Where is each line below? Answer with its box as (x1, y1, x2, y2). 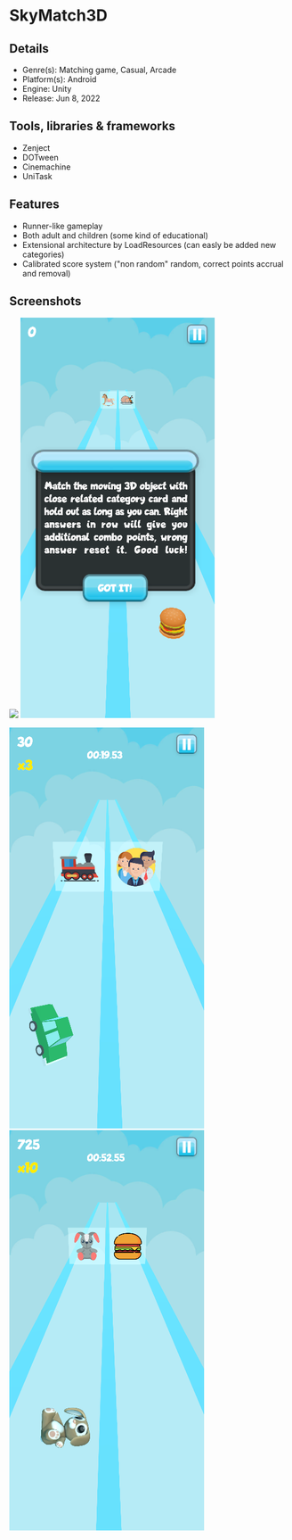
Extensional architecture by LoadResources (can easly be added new (21, 239, 277, 250)
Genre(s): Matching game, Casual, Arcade (21, 64, 177, 75)
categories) (21, 249, 65, 260)
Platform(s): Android (21, 74, 97, 85)
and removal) (21, 268, 71, 278)
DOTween (21, 152, 60, 162)
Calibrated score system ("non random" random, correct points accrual (21, 258, 284, 269)
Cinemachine (21, 161, 71, 172)
